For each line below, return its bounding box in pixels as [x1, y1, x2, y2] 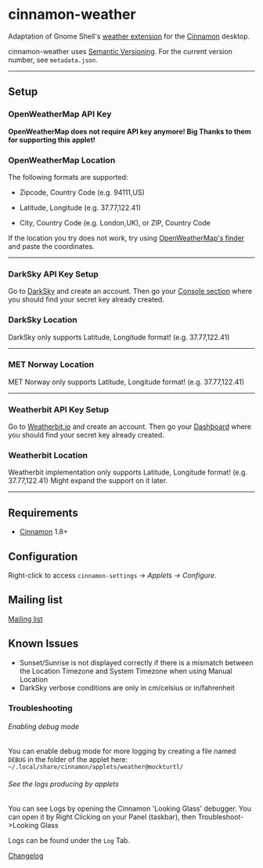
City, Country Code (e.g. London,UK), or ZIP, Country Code [19, 218, 211, 227]
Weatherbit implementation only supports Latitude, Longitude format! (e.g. [8, 467, 248, 477]
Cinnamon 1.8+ [19, 527, 69, 537]
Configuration [8, 550, 78, 563]
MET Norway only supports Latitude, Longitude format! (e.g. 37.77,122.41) [8, 377, 245, 386]
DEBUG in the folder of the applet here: [8, 754, 128, 764]
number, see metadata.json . [8, 55, 98, 64]
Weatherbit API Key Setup [8, 404, 110, 415]
